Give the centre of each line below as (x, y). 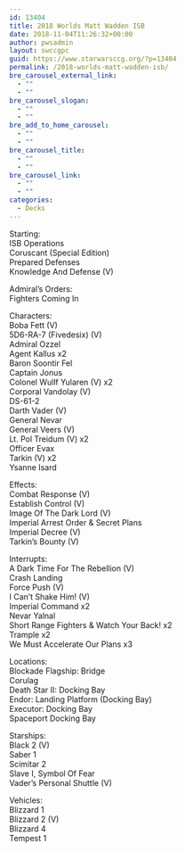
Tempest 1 (28, 838)
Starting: (25, 234)
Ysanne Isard (33, 467)
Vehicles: (26, 800)
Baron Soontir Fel (41, 363)
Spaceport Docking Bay (52, 718)
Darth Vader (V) (38, 410)
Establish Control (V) (47, 503)
